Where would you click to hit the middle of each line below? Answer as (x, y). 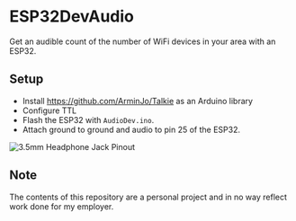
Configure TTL (49, 110)
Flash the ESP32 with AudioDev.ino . (88, 119)
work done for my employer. (62, 206)
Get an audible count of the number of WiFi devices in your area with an (143, 41)
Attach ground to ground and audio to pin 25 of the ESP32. (131, 129)
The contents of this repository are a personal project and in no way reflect (148, 197)
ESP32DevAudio (72, 17)
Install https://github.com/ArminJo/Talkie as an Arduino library (138, 101)
